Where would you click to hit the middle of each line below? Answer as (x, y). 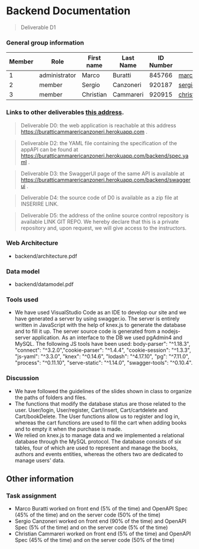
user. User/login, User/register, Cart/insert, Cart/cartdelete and (91, 410)
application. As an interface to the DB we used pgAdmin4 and (107, 338)
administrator (58, 75)
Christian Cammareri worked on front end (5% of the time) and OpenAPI (103, 534)
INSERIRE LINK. (40, 204)
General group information (45, 43)
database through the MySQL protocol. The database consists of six (98, 441)
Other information (40, 479)
